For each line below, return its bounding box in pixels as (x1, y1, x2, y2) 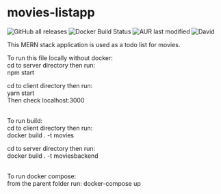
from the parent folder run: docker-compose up (7, 179, 142, 187)
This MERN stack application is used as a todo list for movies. (7, 40, 181, 48)
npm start (7, 68, 35, 77)
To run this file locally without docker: (7, 53, 113, 62)
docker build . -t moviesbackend (7, 152, 99, 160)
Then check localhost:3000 (7, 96, 85, 104)
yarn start (7, 89, 35, 97)
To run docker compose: (7, 172, 77, 180)
